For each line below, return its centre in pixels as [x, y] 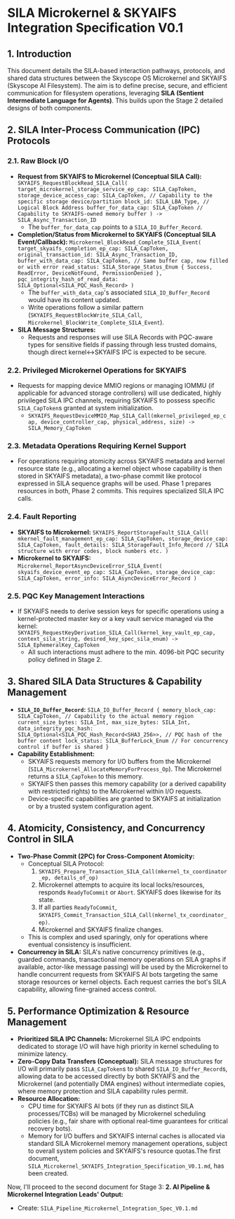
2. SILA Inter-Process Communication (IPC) [104, 130]
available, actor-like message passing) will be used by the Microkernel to [123, 967]
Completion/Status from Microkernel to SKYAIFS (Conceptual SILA [116, 234]
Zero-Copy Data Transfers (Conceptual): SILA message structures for [120, 1062]
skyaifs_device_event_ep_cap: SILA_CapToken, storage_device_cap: [116, 572]
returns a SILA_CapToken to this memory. [86, 776]
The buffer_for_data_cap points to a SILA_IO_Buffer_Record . [115, 227]
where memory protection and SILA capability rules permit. [103, 1091]
